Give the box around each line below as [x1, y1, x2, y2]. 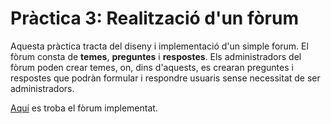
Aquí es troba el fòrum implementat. [10, 102, 158, 114]
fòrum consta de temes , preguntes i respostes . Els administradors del [10, 50, 302, 62]
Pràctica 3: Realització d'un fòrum [10, 7, 300, 30]
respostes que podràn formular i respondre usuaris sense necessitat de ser [10, 72, 321, 84]
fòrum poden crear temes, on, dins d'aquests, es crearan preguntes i [10, 61, 294, 73]
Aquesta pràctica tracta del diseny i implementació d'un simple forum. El [10, 40, 309, 52]
